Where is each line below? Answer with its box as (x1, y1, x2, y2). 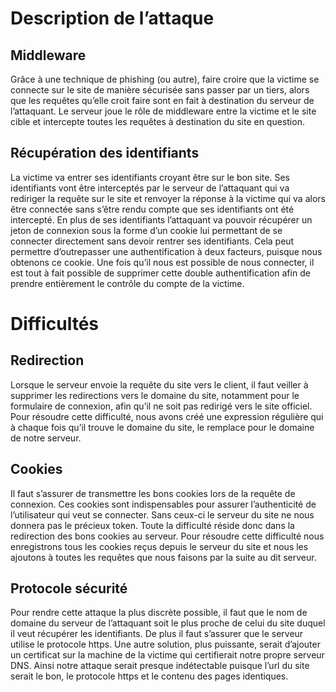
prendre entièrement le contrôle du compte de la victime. (10, 277, 245, 289)
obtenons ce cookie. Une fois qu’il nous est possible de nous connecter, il (10, 256, 315, 268)
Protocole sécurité (10, 580, 128, 597)
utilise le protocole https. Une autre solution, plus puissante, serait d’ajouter (10, 638, 321, 651)
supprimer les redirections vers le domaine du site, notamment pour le (10, 389, 300, 401)
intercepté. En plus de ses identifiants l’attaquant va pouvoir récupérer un (10, 213, 313, 226)
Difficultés (10, 313, 99, 335)
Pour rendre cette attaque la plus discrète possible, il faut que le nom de (10, 607, 308, 619)
